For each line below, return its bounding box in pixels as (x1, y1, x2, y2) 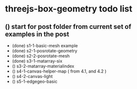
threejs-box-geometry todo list (5, 3, 133, 14)
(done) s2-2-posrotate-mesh (12, 53, 70, 59)
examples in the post (5, 30, 69, 38)
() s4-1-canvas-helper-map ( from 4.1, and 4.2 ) (12, 68, 107, 74)
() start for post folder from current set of (5, 23, 132, 31)
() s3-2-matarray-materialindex (12, 64, 75, 69)
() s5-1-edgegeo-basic (12, 78, 58, 84)
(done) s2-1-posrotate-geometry (12, 48, 77, 53)
